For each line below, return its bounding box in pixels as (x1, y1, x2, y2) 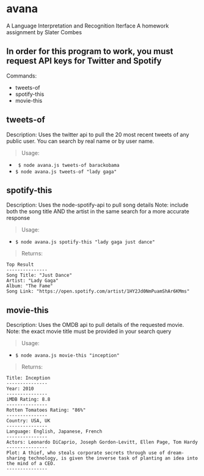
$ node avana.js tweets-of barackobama (18, 162, 120, 168)
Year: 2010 (6, 386, 34, 392)
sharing (6, 455, 26, 461)
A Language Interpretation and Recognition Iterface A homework (6, 22, 169, 29)
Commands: (6, 72, 37, 79)
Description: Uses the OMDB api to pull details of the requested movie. (6, 321, 184, 329)
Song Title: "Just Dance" (6, 273, 72, 279)
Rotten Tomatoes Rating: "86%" (6, 407, 86, 414)
